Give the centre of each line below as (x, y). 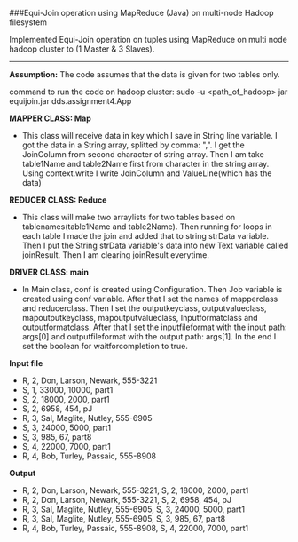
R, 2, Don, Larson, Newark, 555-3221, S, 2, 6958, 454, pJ (127, 500)
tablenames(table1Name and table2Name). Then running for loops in (147, 227)
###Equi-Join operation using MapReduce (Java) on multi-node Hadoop (141, 13)
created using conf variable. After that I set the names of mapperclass (150, 299)
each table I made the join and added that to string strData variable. (145, 236)
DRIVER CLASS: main (49, 272)
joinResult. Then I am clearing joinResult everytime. (116, 255)
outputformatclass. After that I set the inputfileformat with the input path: (154, 327)
